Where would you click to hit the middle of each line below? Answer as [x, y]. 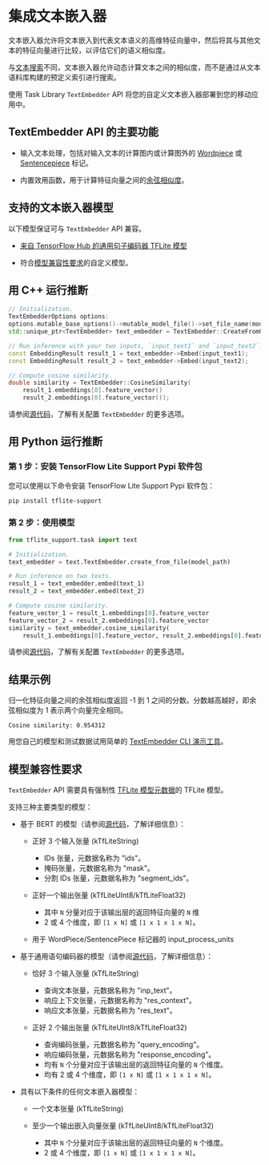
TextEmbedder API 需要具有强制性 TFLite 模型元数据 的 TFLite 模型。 [118, 790]
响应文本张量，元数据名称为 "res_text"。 [110, 1010]
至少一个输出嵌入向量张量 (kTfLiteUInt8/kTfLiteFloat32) [123, 1126]
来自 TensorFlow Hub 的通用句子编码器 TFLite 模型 [103, 245]
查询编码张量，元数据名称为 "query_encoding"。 [124, 1045]
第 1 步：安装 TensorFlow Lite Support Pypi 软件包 [105, 467]
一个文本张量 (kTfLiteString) [78, 1109]
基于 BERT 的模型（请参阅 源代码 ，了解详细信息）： [103, 824]
